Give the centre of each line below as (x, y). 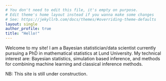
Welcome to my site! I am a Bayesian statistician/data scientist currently (81, 48)
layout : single (21, 24)
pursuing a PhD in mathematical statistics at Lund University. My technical (83, 53)
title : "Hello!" (22, 33)
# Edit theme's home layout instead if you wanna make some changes (80, 15)
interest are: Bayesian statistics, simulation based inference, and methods (83, 58)
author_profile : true (28, 29)
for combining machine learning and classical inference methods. (74, 64)
